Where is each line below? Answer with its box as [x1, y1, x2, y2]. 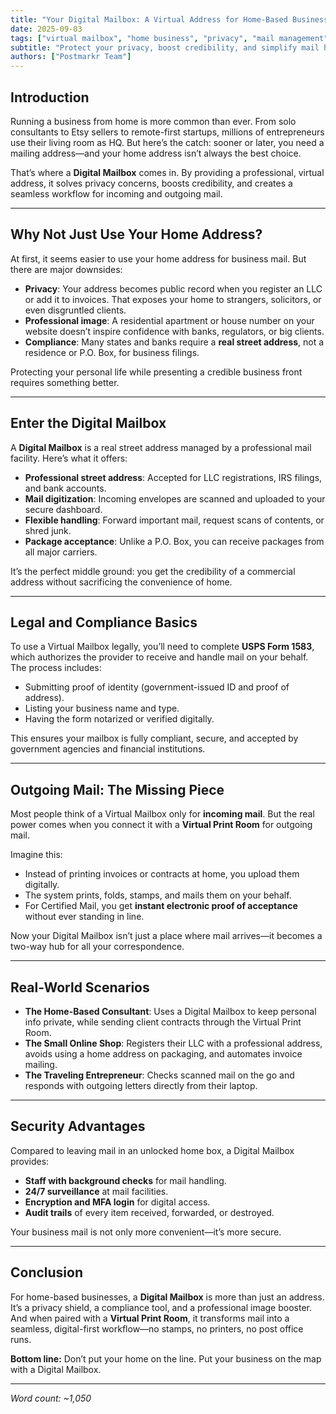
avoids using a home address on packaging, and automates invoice [24, 1048, 303, 1060]
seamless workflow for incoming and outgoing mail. [10, 187, 223, 200]
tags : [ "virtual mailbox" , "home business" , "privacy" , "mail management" [10, 33, 329, 43]
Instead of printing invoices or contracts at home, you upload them [24, 868, 300, 880]
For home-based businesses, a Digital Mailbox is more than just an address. [10, 1291, 325, 1303]
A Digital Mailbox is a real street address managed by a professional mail [10, 441, 312, 453]
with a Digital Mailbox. [10, 1363, 102, 1375]
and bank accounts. [24, 482, 107, 494]
